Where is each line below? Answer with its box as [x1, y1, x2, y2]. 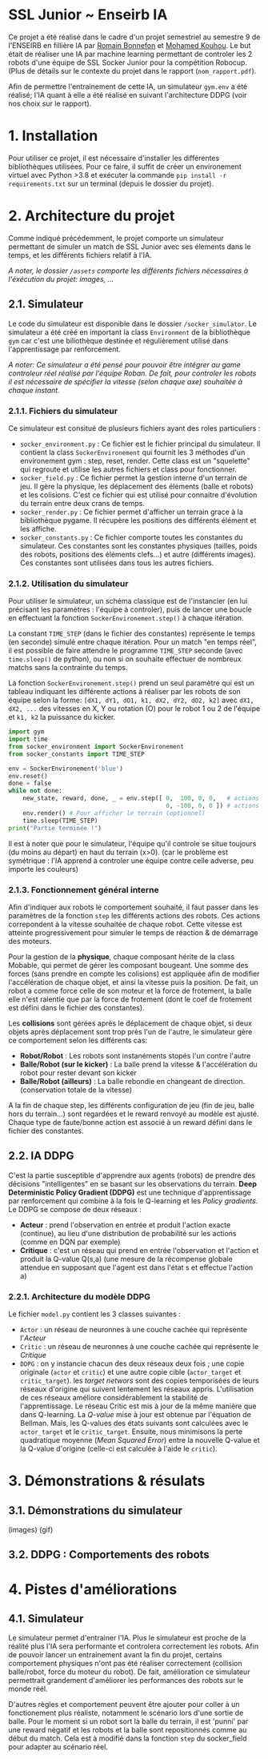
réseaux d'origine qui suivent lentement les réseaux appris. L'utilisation [19, 1384, 254, 1394]
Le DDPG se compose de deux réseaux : [8, 1204, 142, 1214]
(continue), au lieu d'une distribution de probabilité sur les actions [19, 1228, 237, 1238]
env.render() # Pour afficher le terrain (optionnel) [22, 809, 206, 817]
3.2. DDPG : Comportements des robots [8, 1548, 210, 1562]
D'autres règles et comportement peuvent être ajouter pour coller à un [8, 1700, 240, 1709]
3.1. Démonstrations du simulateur [8, 1504, 182, 1517]
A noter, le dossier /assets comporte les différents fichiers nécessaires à [8, 266, 249, 275]
